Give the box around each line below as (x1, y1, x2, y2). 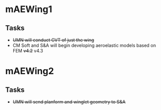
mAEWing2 (5, 66, 54, 77)
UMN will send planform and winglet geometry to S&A (12, 99, 126, 104)
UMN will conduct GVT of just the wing (12, 37, 94, 43)
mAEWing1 (5, 4, 52, 15)
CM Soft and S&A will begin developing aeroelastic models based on (12, 42, 156, 48)
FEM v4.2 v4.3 (12, 48, 43, 53)
